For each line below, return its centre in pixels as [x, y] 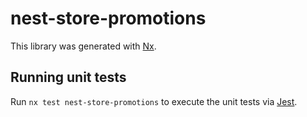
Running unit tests [68, 77]
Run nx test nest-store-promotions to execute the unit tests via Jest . [154, 101]
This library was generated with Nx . [83, 46]
